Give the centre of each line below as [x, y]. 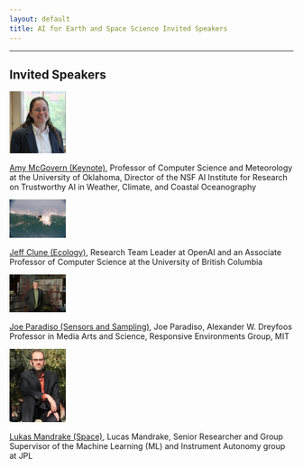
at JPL [21, 455]
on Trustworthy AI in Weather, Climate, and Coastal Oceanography [133, 187]
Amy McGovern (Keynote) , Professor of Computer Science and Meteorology [151, 168]
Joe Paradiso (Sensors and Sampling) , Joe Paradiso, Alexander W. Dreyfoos [151, 326]
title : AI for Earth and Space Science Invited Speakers [119, 28]
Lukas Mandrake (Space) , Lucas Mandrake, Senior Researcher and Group [147, 436]
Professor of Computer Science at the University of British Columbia [136, 262]
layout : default [40, 19]
